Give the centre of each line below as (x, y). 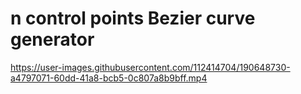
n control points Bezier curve (133, 18)
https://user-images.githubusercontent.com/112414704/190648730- (150, 67)
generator (52, 39)
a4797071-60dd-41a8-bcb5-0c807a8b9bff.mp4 (109, 78)
